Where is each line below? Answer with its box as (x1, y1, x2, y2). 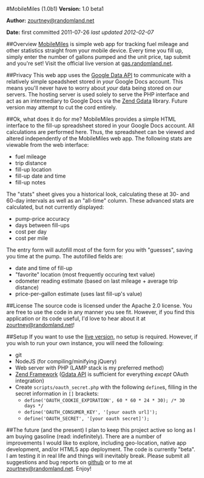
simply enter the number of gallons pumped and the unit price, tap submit (6, 53, 191, 60)
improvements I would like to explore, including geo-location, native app (6, 439, 186, 446)
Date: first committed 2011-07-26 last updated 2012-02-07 (6, 29, 154, 36)
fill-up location (15, 166, 52, 173)
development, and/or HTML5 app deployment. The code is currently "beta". (6, 446, 195, 453)
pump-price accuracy (15, 215, 70, 222)
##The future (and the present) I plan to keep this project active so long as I (6, 426, 195, 433)
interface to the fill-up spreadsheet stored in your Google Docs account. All (6, 122, 195, 129)
